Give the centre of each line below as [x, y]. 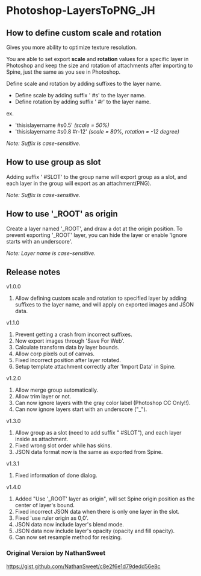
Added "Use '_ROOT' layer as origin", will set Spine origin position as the [105, 499]
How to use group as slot [54, 162]
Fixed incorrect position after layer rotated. [68, 360]
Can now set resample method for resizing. [68, 537]
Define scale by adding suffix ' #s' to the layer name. [80, 95]
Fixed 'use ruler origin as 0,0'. [52, 518]
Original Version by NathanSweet [56, 553]
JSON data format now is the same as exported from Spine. [89, 452]
